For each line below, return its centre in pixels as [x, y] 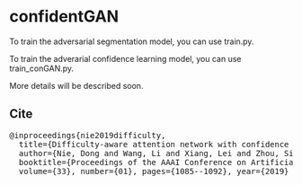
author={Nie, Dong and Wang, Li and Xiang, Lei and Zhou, [149, 153]
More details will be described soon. [76, 85]
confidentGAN [64, 17]
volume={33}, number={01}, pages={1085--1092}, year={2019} [154, 171]
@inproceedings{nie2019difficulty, [88, 135]
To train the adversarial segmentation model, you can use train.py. [132, 41]
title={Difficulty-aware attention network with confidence [154, 144]
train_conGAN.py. [42, 68]
